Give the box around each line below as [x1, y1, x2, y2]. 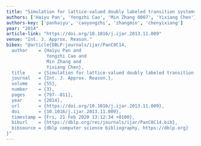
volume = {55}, [11, 81, 58, 87]
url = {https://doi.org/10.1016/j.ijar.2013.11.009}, [11, 102, 165, 109]
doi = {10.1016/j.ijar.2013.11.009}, [11, 108, 121, 114]
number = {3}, [11, 86, 55, 92]
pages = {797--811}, [11, 92, 74, 98]
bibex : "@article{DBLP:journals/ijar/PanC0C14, [6, 42, 127, 48]
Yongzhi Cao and [46, 53, 87, 59]
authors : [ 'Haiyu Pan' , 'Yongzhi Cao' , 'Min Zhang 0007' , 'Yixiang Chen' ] [6, 14, 197, 20]
